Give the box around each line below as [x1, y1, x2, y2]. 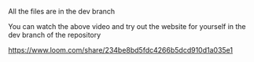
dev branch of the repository [8, 31, 101, 39]
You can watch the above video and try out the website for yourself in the [8, 22, 246, 31]
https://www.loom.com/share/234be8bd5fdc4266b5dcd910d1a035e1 [8, 46, 234, 54]
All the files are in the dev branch [8, 7, 116, 16]
